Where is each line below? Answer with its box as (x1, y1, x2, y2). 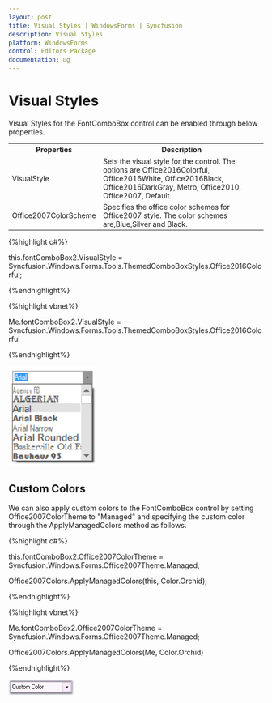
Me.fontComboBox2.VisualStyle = (8, 317, 121, 327)
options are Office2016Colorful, (102, 164, 210, 174)
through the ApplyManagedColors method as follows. (8, 521, 187, 530)
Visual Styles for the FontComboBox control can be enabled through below (8, 118, 258, 128)
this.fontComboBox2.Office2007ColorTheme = (8, 552, 164, 562)
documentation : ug (8, 56, 70, 64)
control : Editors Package (8, 47, 96, 56)
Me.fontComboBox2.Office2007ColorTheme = (8, 624, 163, 633)
